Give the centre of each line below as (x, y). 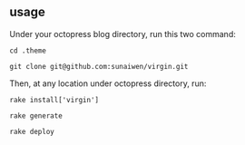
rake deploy (32, 131)
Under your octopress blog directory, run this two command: (122, 34)
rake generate (36, 116)
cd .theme (28, 51)
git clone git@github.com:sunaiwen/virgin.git (99, 66)
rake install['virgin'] (54, 100)
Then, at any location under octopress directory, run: (108, 83)
